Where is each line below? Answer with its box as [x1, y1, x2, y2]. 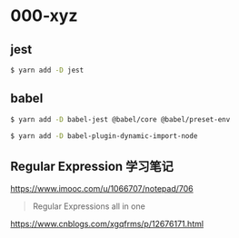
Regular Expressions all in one [32, 201, 146, 212]
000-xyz [10, 5, 78, 26]
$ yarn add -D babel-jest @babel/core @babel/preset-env [10, 114, 231, 124]
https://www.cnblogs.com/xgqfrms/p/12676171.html [10, 219, 204, 230]
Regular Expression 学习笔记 [10, 158, 174, 174]
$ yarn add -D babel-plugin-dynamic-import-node [10, 131, 198, 141]
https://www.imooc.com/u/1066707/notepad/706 [10, 183, 194, 194]
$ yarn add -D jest [10, 65, 85, 74]
